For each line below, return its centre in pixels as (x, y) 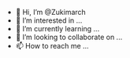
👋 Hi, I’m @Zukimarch (51, 12)
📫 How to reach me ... (52, 46)
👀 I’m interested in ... (49, 20)
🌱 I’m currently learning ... (58, 29)
